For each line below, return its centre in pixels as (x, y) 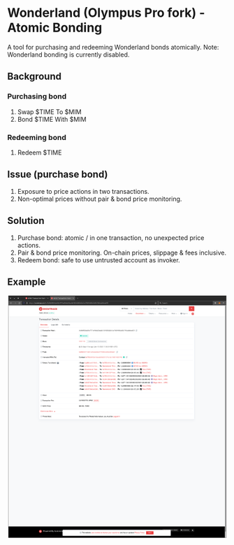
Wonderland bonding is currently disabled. (68, 55)
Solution (26, 221)
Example (27, 282)
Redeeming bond (37, 137)
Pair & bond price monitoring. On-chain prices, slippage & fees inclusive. (122, 253)
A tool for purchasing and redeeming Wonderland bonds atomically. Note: (113, 47)
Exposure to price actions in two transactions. (83, 191)
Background (34, 77)
